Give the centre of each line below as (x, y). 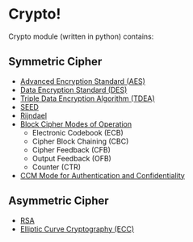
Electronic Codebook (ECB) (78, 132)
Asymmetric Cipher (59, 201)
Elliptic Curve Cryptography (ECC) (77, 229)
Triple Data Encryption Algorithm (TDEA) (87, 98)
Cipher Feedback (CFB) (71, 149)
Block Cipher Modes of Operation (76, 124)
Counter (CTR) (57, 167)
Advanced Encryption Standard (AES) (82, 81)
